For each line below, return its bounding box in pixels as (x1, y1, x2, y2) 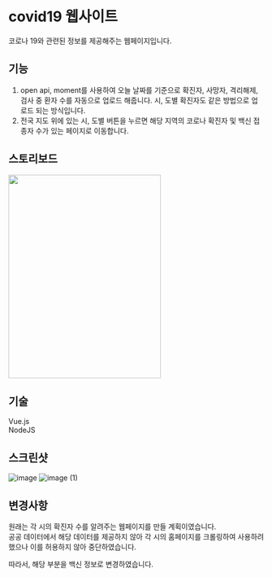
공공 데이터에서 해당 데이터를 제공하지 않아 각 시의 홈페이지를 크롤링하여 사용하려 (8, 532, 265, 541)
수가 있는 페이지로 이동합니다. (35, 125, 129, 135)
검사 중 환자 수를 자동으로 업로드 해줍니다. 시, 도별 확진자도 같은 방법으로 (19, 95, 250, 105)
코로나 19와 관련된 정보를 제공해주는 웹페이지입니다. (8, 36, 172, 46)
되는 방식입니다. (35, 105, 86, 115)
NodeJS (8, 425, 36, 435)
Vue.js (8, 417, 30, 426)
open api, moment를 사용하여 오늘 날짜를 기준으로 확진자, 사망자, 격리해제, (19, 85, 258, 94)
